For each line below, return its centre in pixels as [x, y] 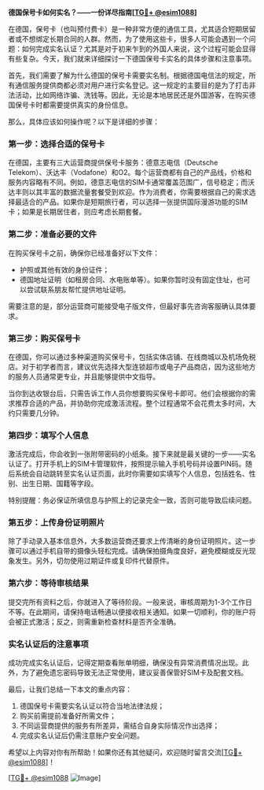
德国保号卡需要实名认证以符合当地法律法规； [92, 706]
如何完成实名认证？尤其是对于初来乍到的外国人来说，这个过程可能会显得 [139, 49]
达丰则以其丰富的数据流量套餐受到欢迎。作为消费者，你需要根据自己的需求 [128, 192]
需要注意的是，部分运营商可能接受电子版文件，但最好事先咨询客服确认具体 [128, 306]
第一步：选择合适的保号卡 [57, 143]
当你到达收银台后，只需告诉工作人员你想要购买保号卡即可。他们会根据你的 [128, 393]
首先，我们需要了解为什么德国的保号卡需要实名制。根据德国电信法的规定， [128, 75]
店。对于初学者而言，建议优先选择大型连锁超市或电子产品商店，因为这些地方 [132, 366]
